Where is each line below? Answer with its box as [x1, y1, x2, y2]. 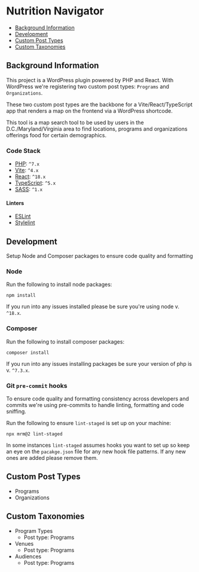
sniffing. [6, 408, 27, 415]
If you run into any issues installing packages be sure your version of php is [6, 360, 192, 367]
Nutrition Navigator [6, 4, 105, 18]
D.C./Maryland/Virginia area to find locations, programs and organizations [6, 125, 188, 133]
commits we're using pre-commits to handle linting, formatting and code [6, 401, 184, 408]
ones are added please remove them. [6, 454, 99, 461]
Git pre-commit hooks [6, 381, 68, 390]
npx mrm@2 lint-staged [6, 430, 63, 437]
